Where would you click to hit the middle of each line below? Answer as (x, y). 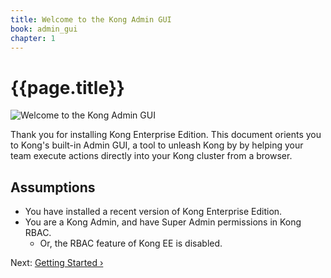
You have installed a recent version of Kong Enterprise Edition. (153, 212)
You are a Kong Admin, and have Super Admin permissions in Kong (163, 222)
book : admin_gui (44, 29)
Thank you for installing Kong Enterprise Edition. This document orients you (166, 135)
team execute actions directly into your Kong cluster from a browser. (151, 156)
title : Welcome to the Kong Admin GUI (91, 19)
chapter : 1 (33, 38)
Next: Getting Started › (57, 263)
